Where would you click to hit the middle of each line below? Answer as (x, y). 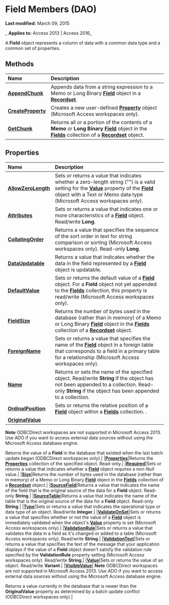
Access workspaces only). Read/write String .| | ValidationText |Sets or (78, 538)
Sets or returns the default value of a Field (105, 278)
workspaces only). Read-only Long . (97, 248)
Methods (20, 64)
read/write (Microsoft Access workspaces (104, 296)
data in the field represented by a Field (100, 263)
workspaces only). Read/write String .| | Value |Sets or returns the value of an (84, 560)
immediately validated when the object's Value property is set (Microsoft (81, 522)
